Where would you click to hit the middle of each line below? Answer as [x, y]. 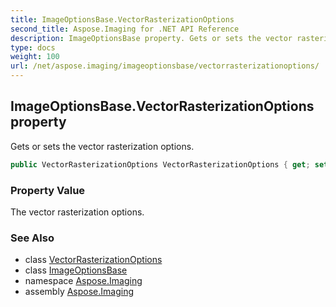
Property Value [48, 190]
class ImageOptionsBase [76, 270]
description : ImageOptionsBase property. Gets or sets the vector [151, 38]
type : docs [33, 47]
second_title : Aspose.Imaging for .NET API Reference [125, 29]
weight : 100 [35, 57]
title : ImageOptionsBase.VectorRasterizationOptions [122, 19]
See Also [32, 238]
